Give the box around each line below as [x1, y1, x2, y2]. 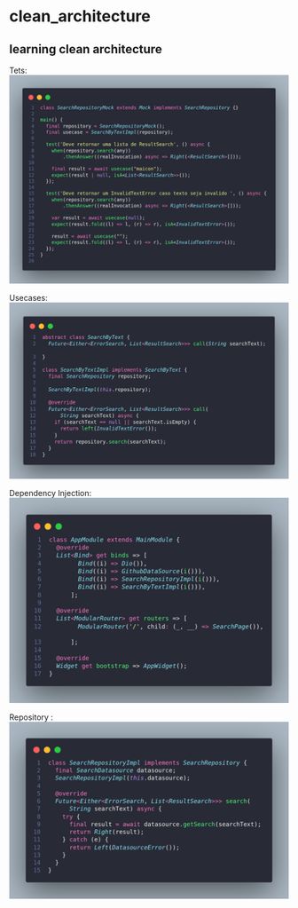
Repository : [9, 712, 53, 722]
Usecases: [9, 293, 48, 304]
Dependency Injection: [9, 488, 92, 499]
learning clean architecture [9, 42, 162, 57]
